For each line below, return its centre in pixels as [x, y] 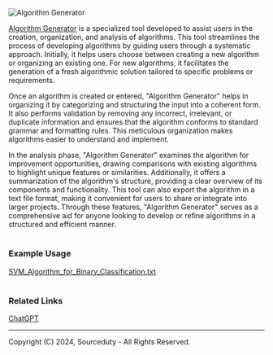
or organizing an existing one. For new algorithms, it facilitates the [119, 63]
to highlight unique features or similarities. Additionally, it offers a [117, 172]
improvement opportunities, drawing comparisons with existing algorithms [133, 164]
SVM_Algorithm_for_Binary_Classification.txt [82, 271]
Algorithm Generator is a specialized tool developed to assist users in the [131, 28]
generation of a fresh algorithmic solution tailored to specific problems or [131, 72]
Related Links [36, 300]
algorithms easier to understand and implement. [89, 139]
